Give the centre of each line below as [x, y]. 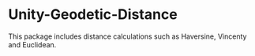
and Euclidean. [32, 44]
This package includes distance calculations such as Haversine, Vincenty [127, 36]
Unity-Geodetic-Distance [93, 15]
